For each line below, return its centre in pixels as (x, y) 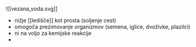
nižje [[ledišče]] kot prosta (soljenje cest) (65, 20)
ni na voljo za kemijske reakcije (53, 33)
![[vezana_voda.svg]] (32, 9)
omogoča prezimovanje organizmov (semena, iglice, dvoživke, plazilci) (102, 27)
